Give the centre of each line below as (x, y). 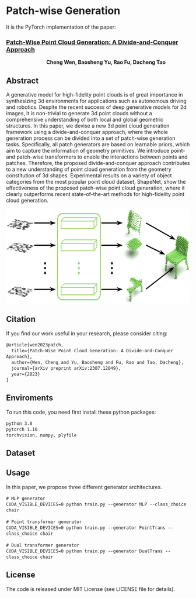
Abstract (22, 80)
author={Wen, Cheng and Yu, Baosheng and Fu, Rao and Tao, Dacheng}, (97, 362)
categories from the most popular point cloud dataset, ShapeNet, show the (96, 182)
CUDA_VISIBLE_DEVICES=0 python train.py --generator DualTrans (85, 551)
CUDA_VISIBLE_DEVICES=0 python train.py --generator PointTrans (86, 528)
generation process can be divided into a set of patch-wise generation (91, 138)
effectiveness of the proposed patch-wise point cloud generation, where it (95, 188)
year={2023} (26, 374)
